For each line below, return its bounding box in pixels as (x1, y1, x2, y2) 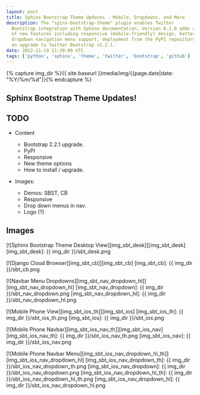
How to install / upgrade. (23, 166, 85, 173)
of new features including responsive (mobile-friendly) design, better (11, 31, 196, 37)
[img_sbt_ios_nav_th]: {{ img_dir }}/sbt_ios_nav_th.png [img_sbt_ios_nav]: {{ (6, 332, 191, 339)
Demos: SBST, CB (23, 189, 68, 196)
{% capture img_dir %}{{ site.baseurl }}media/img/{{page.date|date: (6, 69, 174, 76)
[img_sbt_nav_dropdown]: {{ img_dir (75, 283, 164, 291)
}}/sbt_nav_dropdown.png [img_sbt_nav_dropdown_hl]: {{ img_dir (6, 290, 166, 297)
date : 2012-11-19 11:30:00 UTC (6, 48, 84, 54)
